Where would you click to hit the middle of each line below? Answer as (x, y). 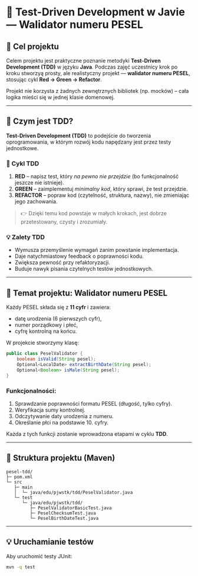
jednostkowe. (22, 148)
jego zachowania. (36, 202)
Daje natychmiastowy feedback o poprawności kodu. (79, 256)
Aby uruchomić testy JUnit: (39, 556)
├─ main (23, 487)
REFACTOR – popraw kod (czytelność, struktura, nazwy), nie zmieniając (102, 195)
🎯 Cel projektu (32, 46)
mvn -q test (21, 567)
